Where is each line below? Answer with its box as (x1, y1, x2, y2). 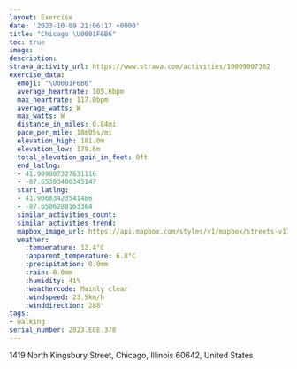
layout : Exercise (9, 12, 73, 22)
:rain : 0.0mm (25, 268, 73, 277)
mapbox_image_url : (17, 227, 86, 235)
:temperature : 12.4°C (25, 243, 104, 252)
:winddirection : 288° (25, 301, 104, 310)
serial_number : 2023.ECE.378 (9, 326, 117, 334)
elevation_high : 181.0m (17, 136, 104, 145)
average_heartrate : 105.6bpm (17, 87, 125, 96)
